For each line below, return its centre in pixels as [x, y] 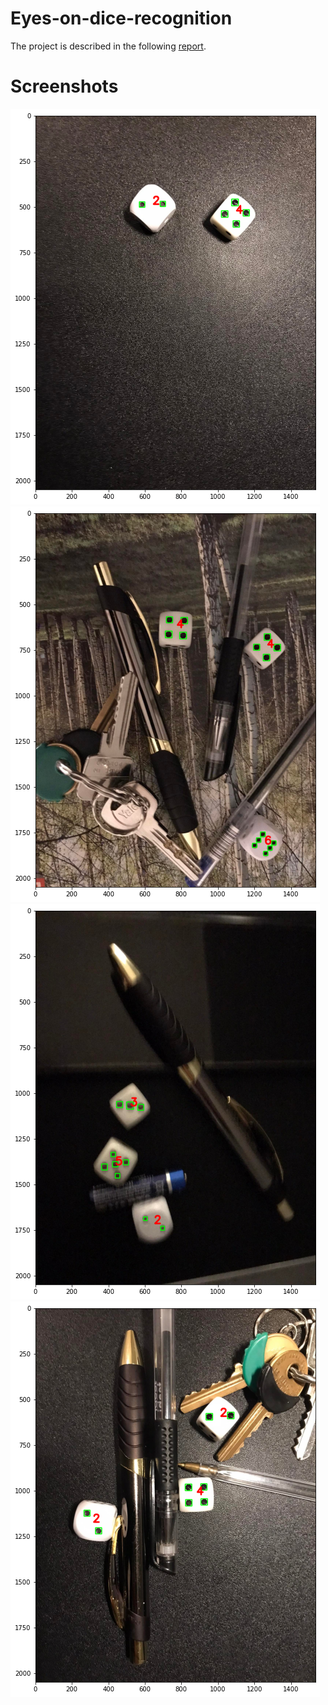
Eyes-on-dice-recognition [121, 18]
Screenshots [64, 86]
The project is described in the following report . [108, 46]
